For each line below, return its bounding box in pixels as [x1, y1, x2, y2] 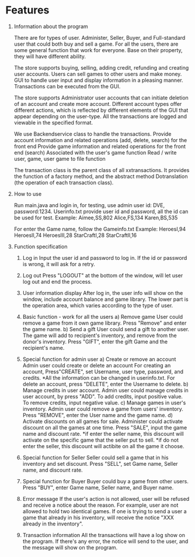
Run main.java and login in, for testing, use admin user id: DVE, [13, 201, 165, 208]
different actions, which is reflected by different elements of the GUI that [13, 106, 189, 114]
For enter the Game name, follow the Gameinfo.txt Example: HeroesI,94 [13, 225, 186, 232]
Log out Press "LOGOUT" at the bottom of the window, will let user [22, 271, 183, 278]
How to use [13, 190, 42, 197]
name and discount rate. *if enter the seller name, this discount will [22, 430, 184, 437]
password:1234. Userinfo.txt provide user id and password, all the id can [13, 208, 189, 215]
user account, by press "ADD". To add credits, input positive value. [22, 393, 183, 400]
